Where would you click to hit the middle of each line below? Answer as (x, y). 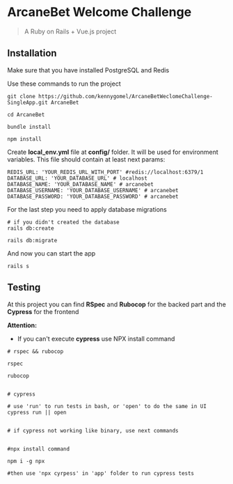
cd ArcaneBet (26, 115)
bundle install (29, 127)
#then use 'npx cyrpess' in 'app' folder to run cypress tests (101, 473)
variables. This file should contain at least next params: (86, 159)
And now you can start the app (51, 253)
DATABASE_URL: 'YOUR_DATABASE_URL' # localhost (78, 178)
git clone (22, 96)
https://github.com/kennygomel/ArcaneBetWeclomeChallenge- (126, 96)
